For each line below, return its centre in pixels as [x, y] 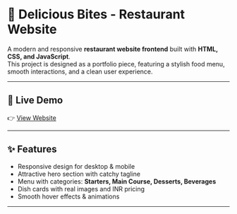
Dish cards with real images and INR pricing [81, 189]
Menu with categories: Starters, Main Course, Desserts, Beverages [117, 181]
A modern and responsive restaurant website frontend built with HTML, [113, 49]
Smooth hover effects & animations [68, 196]
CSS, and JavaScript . [39, 57]
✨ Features [32, 149]
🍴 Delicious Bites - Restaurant [96, 14]
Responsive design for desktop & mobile [76, 166]
